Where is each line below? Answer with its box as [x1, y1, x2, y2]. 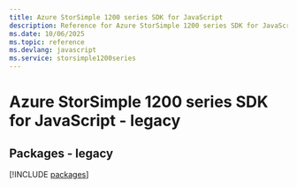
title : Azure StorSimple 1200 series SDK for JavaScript [9, 12, 224, 22]
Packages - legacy [9, 146, 113, 161]
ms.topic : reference [9, 37, 86, 47]
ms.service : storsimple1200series [9, 54, 137, 63]
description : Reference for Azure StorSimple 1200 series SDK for [9, 21, 259, 30]
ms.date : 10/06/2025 [9, 29, 86, 38]
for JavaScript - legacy [9, 111, 181, 131]
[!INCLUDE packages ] [9, 169, 89, 179]
